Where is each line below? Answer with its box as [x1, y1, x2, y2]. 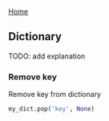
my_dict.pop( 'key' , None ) [8, 105, 95, 113]
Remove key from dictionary [8, 90, 102, 99]
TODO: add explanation [8, 51, 86, 61]
